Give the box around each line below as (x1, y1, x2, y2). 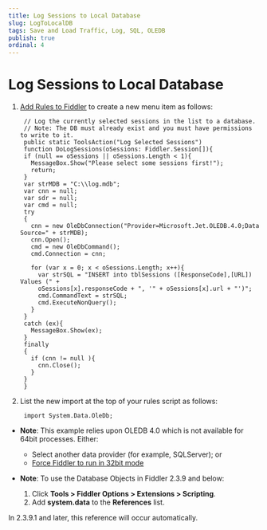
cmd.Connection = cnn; (30, 250, 106, 258)
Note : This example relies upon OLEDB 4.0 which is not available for (19, 426, 244, 435)
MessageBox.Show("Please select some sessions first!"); (30, 159, 224, 167)
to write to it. (19, 132, 74, 139)
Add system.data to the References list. (31, 497, 165, 507)
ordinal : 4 (8, 41, 45, 49)
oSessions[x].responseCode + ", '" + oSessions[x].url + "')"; (37, 285, 253, 293)
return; (30, 167, 57, 175)
